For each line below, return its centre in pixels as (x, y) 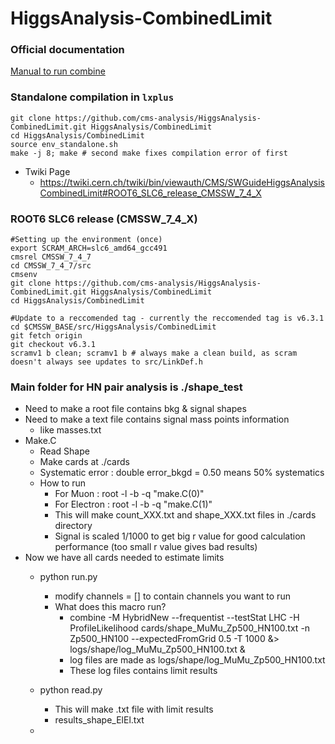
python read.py (71, 690)
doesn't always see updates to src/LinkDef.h (106, 362)
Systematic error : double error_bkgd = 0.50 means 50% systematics (182, 473)
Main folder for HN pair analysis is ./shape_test (126, 387)
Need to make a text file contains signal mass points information (157, 419)
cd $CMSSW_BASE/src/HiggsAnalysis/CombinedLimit (113, 327)
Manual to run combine (58, 71)
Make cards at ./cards (84, 462)
